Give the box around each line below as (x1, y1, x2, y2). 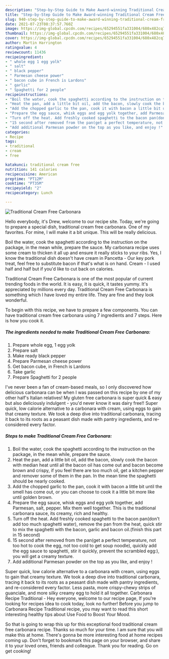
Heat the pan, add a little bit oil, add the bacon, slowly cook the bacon (12, 456, 157, 462)
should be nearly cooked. (12, 478, 65, 484)
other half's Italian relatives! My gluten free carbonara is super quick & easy (5, 395, 162, 401)
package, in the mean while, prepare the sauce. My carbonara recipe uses (5, 244, 159, 250)
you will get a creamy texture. (12, 553, 74, 559)
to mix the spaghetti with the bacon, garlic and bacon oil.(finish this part (12, 526, 162, 532)
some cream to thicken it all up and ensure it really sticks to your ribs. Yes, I (5, 250, 162, 256)
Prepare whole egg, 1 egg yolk (12, 342, 75, 348)
